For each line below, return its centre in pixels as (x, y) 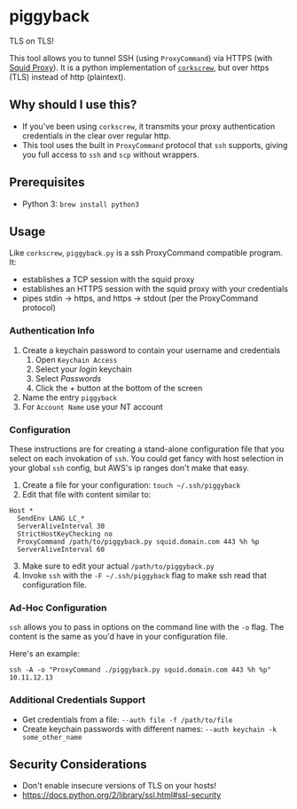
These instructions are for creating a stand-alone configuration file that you (147, 449)
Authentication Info (52, 331)
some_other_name (52, 737)
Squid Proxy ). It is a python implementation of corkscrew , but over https (139, 67)
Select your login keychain (83, 369)
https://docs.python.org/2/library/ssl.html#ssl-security (121, 795)
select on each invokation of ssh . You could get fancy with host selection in (146, 458)
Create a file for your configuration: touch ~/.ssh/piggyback (131, 484)
